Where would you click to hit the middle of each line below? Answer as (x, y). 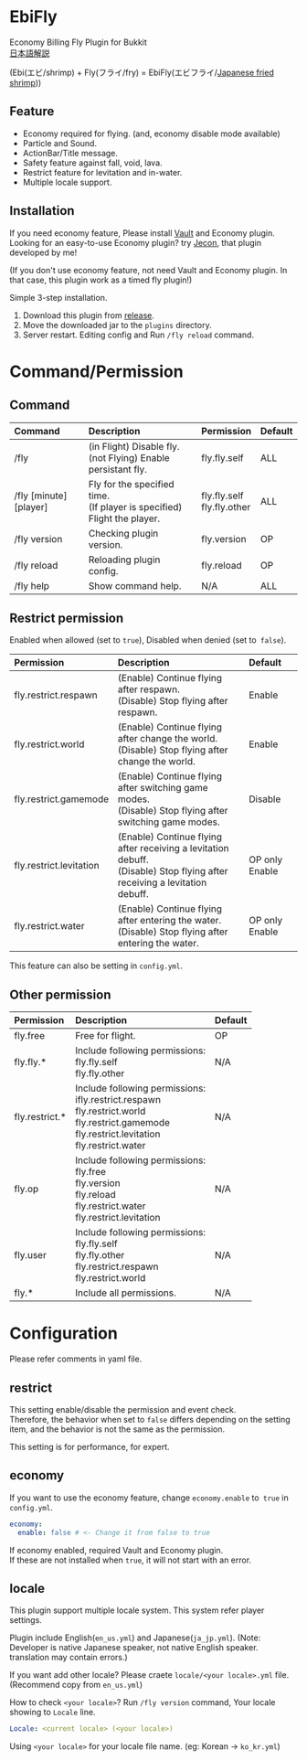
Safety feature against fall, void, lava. (92, 163)
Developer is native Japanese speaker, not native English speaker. (134, 1648)
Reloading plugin (124, 560)
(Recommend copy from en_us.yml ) (76, 1685)
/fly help (32, 585)
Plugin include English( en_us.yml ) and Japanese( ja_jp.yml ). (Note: (135, 1638)
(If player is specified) (135, 507)
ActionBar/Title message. (70, 153)
